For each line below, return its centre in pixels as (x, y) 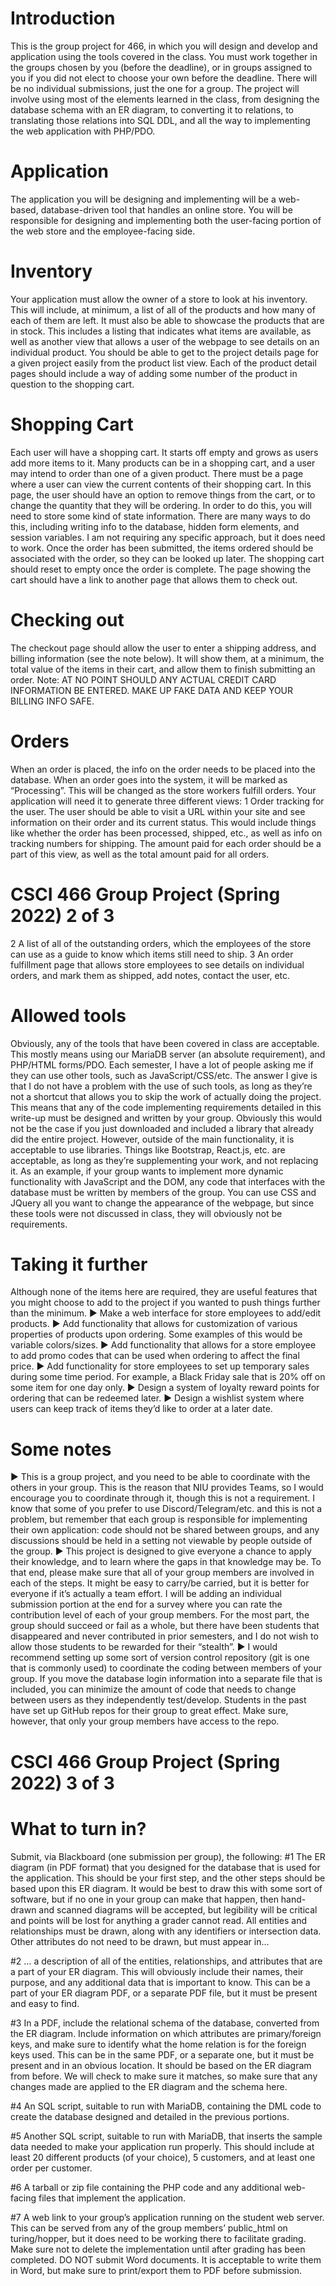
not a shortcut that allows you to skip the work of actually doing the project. (166, 1096)
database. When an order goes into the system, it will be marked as (149, 779)
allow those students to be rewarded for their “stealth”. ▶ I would (144, 1647)
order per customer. (51, 2168)
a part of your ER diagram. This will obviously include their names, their (157, 1971)
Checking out (67, 619)
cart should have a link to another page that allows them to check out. (154, 579)
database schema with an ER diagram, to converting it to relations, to (152, 109)
